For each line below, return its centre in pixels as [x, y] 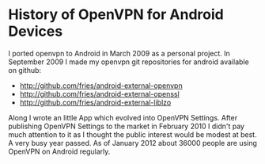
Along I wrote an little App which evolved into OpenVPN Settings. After [123, 117]
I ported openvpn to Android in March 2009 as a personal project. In [119, 53]
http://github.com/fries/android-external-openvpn [101, 86]
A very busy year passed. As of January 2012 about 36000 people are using [132, 143]
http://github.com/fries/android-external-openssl [99, 93]
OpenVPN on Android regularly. [59, 151]
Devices [36, 31]
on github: [25, 70]
